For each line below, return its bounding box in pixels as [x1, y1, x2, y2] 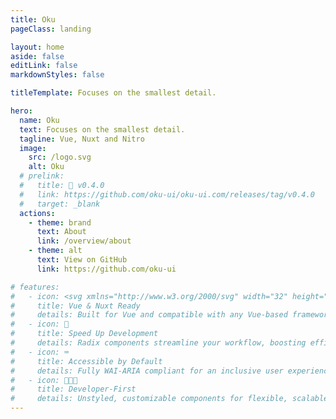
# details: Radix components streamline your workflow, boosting [10, 338, 307, 348]
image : [19, 143, 47, 153]
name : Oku [19, 115, 60, 125]
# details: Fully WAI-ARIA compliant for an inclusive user [10, 366, 284, 376]
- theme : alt [28, 246, 83, 256]
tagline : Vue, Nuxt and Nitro [19, 134, 145, 144]
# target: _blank [19, 199, 101, 209]
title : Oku [10, 14, 56, 25]
